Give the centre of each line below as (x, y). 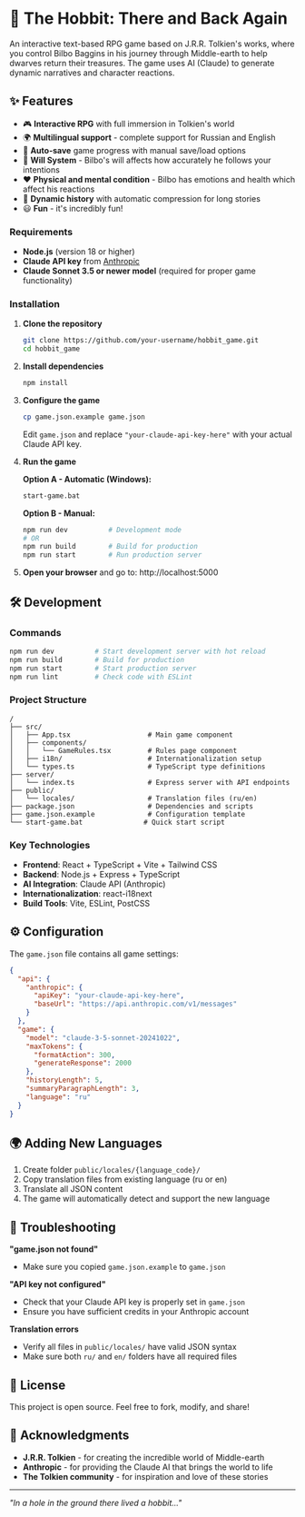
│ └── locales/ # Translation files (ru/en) (133, 798)
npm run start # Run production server (112, 555)
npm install (45, 383)
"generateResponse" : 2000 (82, 1063)
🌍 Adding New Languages (86, 1143)
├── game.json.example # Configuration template (128, 814)
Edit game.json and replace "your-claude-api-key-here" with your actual (157, 434)
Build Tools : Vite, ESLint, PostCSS (86, 903)
